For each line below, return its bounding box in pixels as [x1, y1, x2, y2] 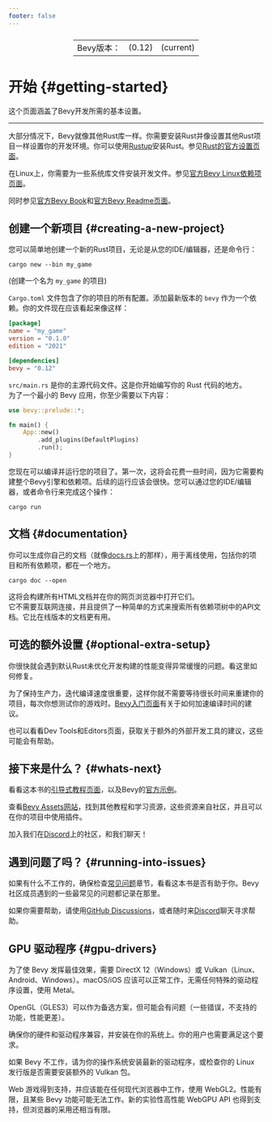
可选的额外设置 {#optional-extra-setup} [8, 638, 211, 652]
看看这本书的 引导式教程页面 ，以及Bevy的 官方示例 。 [8, 785, 181, 795]
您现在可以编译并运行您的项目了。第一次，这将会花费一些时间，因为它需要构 [8, 467, 264, 476]
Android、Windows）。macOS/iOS [8, 975, 122, 984]
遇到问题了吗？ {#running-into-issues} [8, 855, 206, 869]
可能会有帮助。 [8, 736, 58, 745]
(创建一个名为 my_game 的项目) [8, 276, 108, 286]
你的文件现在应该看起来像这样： [22, 303, 130, 313]
